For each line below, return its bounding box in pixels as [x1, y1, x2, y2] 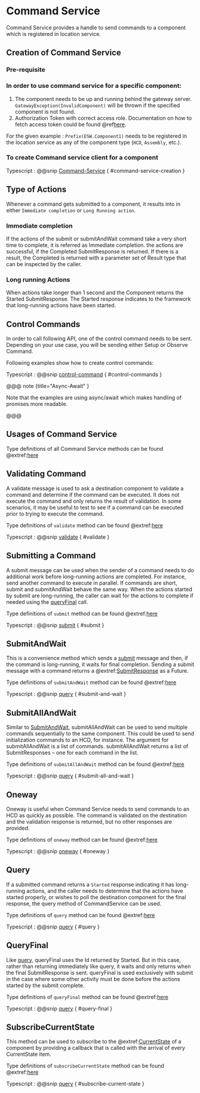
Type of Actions [6, 184, 67, 195]
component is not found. [14, 108, 76, 115]
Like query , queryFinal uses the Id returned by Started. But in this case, [6, 956, 181, 963]
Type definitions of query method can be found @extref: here [6, 911, 155, 918]
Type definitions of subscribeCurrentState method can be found [6, 1063, 164, 1070]
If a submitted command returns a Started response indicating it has [6, 881, 174, 888]
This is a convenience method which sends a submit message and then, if [6, 655, 188, 662]
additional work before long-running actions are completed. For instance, [6, 573, 186, 580]
